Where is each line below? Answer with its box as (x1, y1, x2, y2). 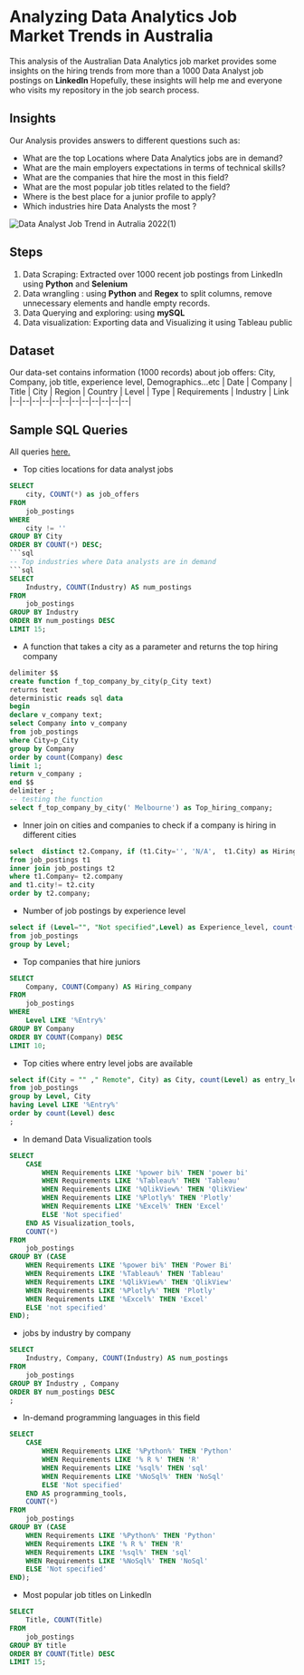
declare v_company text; (9, 710, 103, 720)
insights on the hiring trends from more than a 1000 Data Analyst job (9, 65, 264, 76)
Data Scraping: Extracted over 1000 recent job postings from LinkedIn (22, 268, 283, 279)
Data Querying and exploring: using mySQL (22, 307, 185, 318)
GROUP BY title (9, 1641, 67, 1650)
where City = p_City (9, 735, 79, 745)
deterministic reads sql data (9, 694, 124, 703)
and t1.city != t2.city (9, 881, 95, 890)
